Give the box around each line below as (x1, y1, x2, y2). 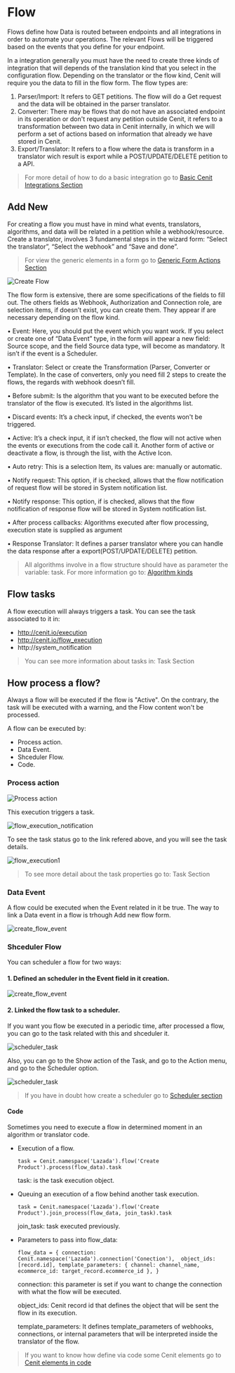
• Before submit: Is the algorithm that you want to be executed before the (7, 391, 219, 400)
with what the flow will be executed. (17, 1287, 121, 1296)
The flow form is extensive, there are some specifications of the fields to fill (7, 290, 226, 299)
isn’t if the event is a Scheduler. (7, 349, 98, 358)
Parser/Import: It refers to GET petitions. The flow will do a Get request (17, 92, 222, 101)
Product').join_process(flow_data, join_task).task (17, 1209, 172, 1217)
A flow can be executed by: (7, 725, 86, 733)
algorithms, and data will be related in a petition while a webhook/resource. (7, 227, 224, 236)
